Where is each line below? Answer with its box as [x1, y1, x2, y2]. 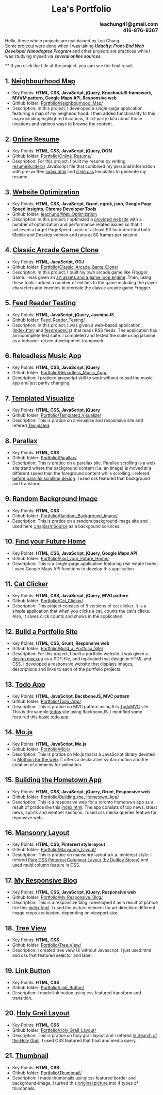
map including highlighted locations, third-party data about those [12, 116, 142, 122]
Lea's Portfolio [51, 3, 112, 15]
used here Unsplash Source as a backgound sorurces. [12, 523, 121, 529]
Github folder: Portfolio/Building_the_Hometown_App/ [12, 794, 119, 800]
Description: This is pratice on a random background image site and [12, 518, 148, 524]
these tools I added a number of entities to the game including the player [12, 279, 158, 285]
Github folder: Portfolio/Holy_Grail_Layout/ [12, 1027, 96, 1033]
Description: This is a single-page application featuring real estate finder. [12, 561, 158, 566]
